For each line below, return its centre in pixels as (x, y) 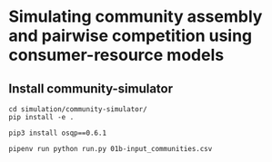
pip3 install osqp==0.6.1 (57, 133)
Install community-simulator (91, 88)
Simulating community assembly (136, 17)
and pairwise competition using (131, 36)
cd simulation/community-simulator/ (78, 110)
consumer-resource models (116, 55)
